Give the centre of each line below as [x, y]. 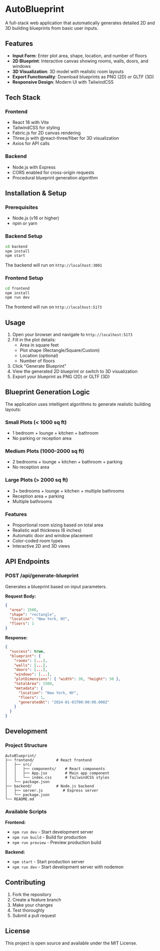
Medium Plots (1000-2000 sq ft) [45, 451]
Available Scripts [26, 811]
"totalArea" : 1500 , [34, 684]
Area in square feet [39, 345]
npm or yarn [25, 224]
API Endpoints [27, 562]
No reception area [31, 467]
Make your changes [32, 905]
